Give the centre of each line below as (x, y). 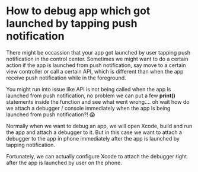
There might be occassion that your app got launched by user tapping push (98, 52)
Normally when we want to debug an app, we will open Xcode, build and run (99, 126)
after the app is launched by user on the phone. (64, 163)
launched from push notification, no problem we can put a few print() (91, 95)
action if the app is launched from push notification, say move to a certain (96, 65)
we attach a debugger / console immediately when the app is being (88, 108)
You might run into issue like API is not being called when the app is (89, 89)
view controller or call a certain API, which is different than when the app (95, 71)
